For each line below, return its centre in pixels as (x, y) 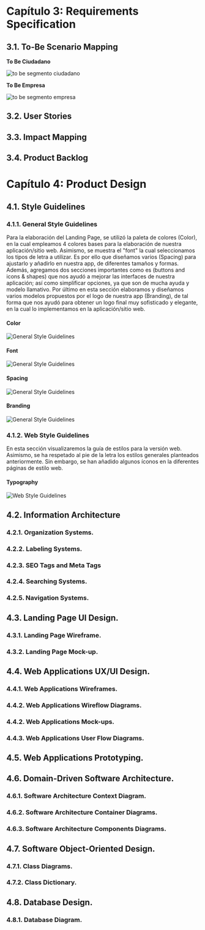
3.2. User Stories (39, 117)
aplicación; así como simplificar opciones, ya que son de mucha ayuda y (98, 283)
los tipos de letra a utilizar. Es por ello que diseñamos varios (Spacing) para (101, 257)
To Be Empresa (26, 85)
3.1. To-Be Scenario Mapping (62, 47)
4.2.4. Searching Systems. (47, 581)
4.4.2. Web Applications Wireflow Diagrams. (74, 705)
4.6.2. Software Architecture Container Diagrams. (82, 813)
